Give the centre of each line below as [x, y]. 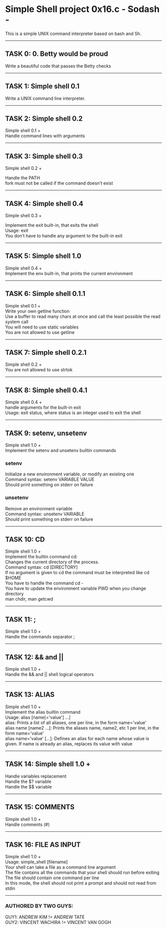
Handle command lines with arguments [45, 136]
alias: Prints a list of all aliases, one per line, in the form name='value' [76, 722]
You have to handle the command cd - [44, 583]
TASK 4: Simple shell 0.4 [44, 204]
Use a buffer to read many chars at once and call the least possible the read [83, 316]
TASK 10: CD [25, 540]
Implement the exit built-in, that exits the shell [52, 225]
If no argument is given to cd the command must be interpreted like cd [77, 573]
